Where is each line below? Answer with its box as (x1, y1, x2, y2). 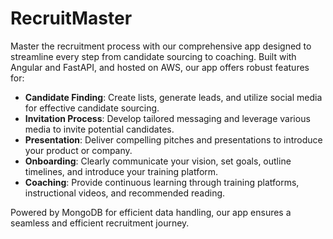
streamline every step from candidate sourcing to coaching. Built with (10, 50, 297, 62)
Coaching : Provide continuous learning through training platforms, (24, 176, 300, 188)
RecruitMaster (10, 7, 133, 30)
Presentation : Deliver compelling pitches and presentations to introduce (24, 133, 323, 146)
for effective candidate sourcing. (24, 102, 160, 114)
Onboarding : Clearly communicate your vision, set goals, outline (24, 155, 292, 167)
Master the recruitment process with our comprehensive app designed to (10, 40, 312, 52)
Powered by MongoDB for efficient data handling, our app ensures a (10, 206, 292, 218)
